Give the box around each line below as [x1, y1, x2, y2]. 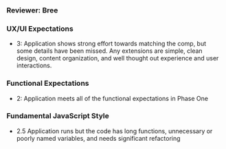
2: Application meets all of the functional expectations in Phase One [16, 94, 209, 102]
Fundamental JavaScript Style [6, 111, 109, 121]
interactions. [16, 61, 52, 70]
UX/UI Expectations [6, 23, 74, 33]
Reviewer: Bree [6, 5, 58, 15]
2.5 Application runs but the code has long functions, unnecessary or [16, 126, 213, 135]
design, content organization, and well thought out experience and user [16, 54, 219, 62]
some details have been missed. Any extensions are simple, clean [16, 47, 203, 55]
